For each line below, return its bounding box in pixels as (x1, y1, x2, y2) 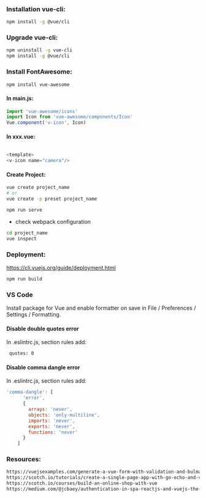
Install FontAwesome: (6, 67, 72, 76)
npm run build (6, 275, 43, 282)
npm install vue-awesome (6, 82, 70, 88)
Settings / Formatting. (6, 311, 61, 318)
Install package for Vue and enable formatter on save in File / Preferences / (6, 304, 196, 312)
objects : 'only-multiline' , (28, 412, 100, 418)
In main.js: (6, 94, 34, 102)
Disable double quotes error (6, 324, 79, 332)
